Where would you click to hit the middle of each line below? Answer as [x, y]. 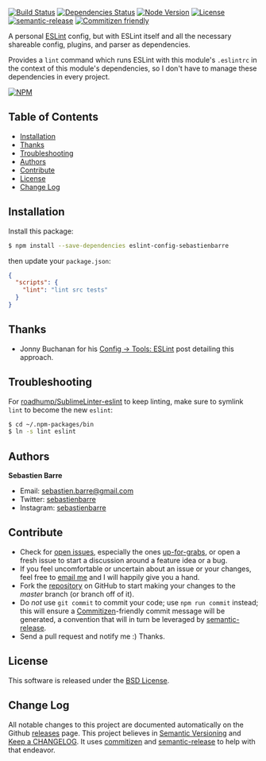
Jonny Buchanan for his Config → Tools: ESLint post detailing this [127, 349]
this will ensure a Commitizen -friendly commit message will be [122, 611]
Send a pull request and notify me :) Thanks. [92, 636]
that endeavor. [32, 750]
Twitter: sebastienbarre [58, 500]
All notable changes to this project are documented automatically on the [126, 724]
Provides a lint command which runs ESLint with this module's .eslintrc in [133, 60]
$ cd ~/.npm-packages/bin [51, 424]
